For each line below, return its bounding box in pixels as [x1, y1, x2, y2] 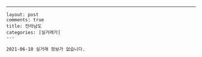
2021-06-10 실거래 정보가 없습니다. [6, 46, 85, 52]
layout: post [6, 12, 39, 18]
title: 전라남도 [6, 23, 42, 29]
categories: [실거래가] [6, 30, 61, 36]
